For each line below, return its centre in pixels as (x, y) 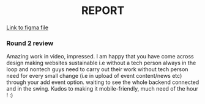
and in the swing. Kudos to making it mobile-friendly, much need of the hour (102, 89)
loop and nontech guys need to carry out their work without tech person (97, 69)
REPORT (103, 11)
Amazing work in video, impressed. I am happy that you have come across (100, 57)
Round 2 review (30, 43)
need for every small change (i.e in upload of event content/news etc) (94, 76)
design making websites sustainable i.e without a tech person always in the (101, 63)
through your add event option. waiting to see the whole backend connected (103, 82)
